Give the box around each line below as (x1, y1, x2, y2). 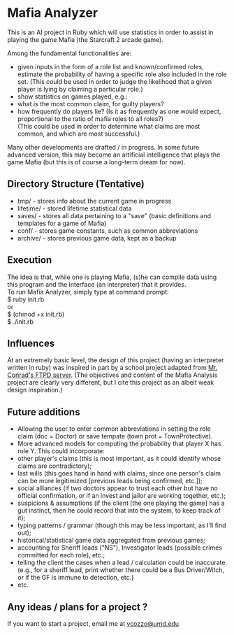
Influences (7, 337, 55, 349)
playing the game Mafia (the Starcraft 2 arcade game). (7, 35, 164, 43)
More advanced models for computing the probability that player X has (17, 439, 221, 448)
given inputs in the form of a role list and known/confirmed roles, (17, 62, 204, 71)
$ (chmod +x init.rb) (7, 310, 65, 318)
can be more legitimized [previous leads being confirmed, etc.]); (17, 477, 203, 485)
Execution (7, 254, 52, 266)
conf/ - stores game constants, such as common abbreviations (17, 226, 198, 235)
